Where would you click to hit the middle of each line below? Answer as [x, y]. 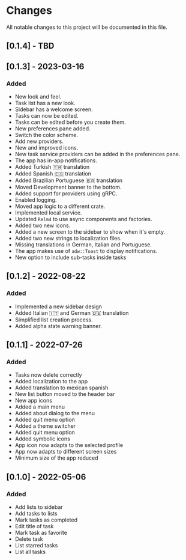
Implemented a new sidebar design [58, 306]
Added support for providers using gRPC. [66, 193]
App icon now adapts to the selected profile [69, 445]
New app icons [34, 401]
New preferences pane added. [53, 129]
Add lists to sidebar [39, 507]
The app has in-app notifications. [56, 160]
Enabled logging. [36, 200]
